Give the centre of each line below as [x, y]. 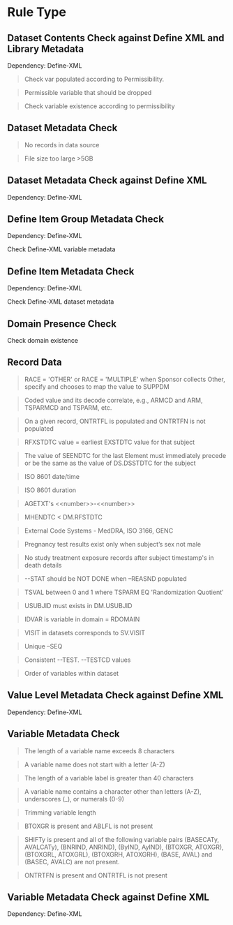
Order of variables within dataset [72, 673]
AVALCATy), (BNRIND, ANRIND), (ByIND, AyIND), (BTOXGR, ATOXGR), [124, 847]
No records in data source [62, 145]
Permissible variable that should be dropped [88, 92]
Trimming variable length [60, 812]
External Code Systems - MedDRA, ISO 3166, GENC [99, 531]
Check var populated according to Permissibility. [94, 79]
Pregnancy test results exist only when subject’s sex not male [112, 544]
